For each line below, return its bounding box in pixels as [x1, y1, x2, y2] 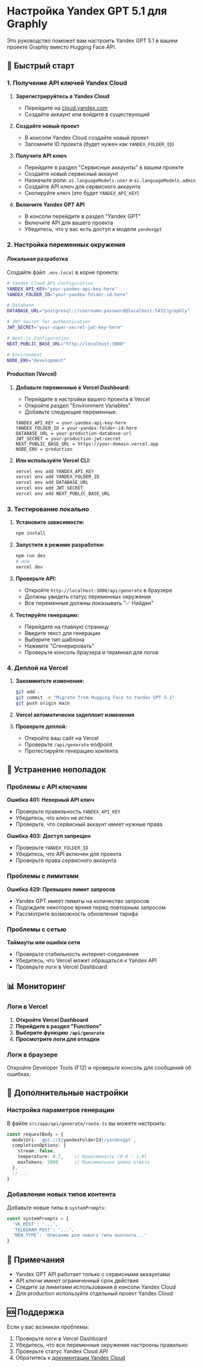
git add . [15, 689, 41, 695]
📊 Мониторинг [7, 981, 66, 991]
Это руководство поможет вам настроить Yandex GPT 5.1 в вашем [7, 37, 178, 44]
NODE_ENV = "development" [7, 357, 67, 364]
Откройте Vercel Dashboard [15, 1016, 89, 1023]
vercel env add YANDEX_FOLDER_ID [15, 474, 100, 480]
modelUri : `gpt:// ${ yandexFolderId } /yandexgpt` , [12, 1136, 136, 1143]
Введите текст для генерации [24, 629, 101, 636]
